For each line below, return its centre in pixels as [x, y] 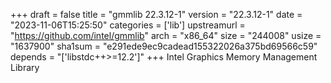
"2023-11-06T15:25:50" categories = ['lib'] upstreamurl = [128, 25]
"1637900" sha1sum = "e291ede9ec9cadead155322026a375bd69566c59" [164, 46]
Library [25, 67]
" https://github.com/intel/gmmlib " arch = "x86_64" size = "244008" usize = [166, 35]
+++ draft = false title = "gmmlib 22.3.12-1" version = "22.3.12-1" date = [156, 14]
